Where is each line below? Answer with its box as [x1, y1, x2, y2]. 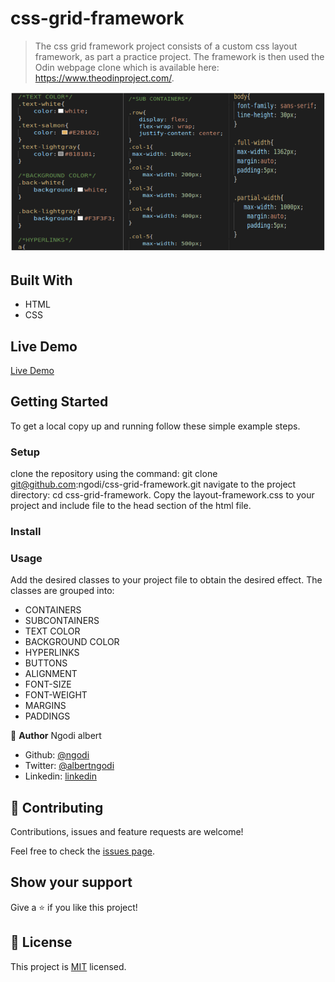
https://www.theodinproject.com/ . [34, 72, 175, 84]
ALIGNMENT [24, 668, 78, 680]
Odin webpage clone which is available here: [34, 61, 220, 73]
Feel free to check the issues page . [10, 845, 155, 857]
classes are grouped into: [10, 585, 115, 597]
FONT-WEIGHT [24, 689, 88, 701]
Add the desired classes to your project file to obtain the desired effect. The [10, 574, 323, 586]
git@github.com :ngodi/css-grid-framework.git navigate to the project [10, 478, 297, 491]
